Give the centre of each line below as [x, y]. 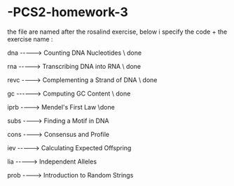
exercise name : [30, 39]
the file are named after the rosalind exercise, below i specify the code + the [117, 32]
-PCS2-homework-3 [68, 12]
